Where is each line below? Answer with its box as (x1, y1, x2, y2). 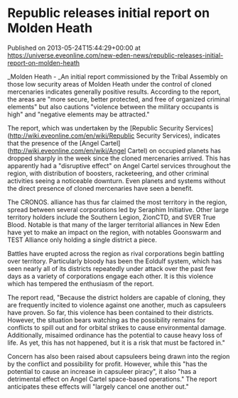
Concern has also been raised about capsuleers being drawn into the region (7, 352, 230, 360)
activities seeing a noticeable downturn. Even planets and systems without (7, 176, 226, 185)
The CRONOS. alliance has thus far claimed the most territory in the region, (7, 197, 227, 206)
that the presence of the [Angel (7, 138, 99, 147)
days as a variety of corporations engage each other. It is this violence (7, 272, 214, 280)
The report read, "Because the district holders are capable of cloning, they (7, 293, 226, 302)
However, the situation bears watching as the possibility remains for (7, 316, 206, 324)
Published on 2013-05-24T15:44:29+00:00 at (7, 43, 141, 52)
